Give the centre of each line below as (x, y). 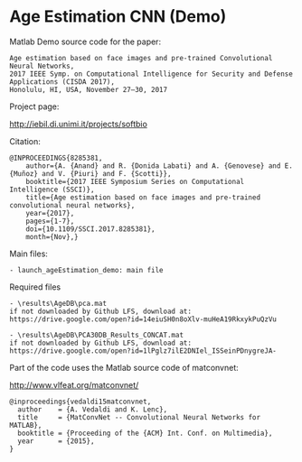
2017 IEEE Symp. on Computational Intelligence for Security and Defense (151, 74)
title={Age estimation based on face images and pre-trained (143, 197)
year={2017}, (50, 213)
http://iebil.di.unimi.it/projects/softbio (78, 124)
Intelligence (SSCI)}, (52, 189)
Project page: (34, 106)
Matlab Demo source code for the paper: (85, 42)
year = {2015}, (56, 441)
